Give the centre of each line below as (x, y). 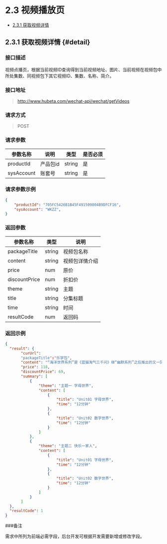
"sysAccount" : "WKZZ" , (38, 209)
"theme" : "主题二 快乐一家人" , (68, 446)
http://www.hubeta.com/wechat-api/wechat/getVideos (73, 101)
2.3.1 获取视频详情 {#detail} (48, 42)
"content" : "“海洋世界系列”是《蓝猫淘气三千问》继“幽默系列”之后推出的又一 (90, 362)
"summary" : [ (34, 377)
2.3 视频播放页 (35, 10)
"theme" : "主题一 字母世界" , (66, 386)
